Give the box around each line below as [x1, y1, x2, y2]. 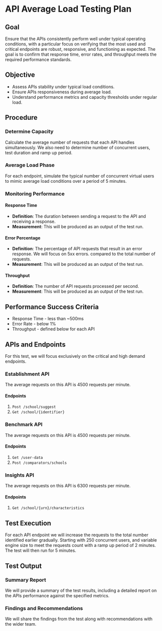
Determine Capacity [5, 128, 54, 135]
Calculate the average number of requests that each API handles [5, 139, 135, 145]
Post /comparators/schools [12, 460, 67, 465]
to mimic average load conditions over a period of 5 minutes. [5, 178, 127, 184]
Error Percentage [5, 235, 40, 240]
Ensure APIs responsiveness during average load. [12, 89, 112, 95]
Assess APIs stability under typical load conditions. [12, 84, 115, 89]
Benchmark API [5, 421, 43, 428]
